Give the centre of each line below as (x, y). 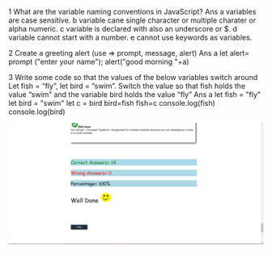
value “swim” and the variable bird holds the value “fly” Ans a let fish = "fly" (135, 95)
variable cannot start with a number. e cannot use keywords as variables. (130, 37)
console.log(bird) (37, 112)
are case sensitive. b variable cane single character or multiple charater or (132, 20)
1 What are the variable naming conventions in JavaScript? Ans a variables (132, 12)
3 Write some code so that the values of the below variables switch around (133, 77)
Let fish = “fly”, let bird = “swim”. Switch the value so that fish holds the (127, 86)
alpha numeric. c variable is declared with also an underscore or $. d (123, 29)
